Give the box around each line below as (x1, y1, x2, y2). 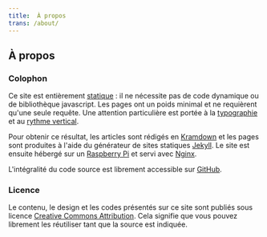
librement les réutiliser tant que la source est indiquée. (8, 219, 188, 229)
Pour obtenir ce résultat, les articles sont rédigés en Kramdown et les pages (8, 132, 259, 142)
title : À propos (8, 11, 67, 20)
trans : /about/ (8, 19, 59, 27)
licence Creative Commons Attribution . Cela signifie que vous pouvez (8, 211, 238, 221)
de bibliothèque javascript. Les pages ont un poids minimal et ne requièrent (8, 99, 257, 109)
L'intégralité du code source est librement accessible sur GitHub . (8, 165, 222, 175)
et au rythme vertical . (8, 117, 79, 127)
